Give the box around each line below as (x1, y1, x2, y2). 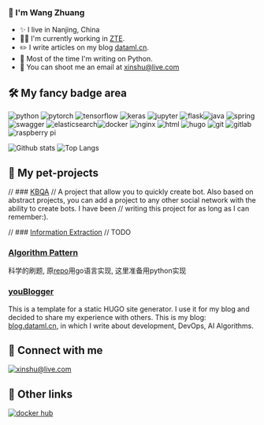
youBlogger (8, 286, 54, 297)
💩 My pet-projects (8, 166, 99, 180)
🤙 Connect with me (8, 343, 103, 357)
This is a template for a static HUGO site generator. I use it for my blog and (8, 304, 250, 314)
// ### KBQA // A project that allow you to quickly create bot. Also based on (8, 187, 254, 196)
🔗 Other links (8, 387, 73, 401)
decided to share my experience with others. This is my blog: (8, 312, 206, 322)
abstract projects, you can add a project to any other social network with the (8, 195, 256, 204)
